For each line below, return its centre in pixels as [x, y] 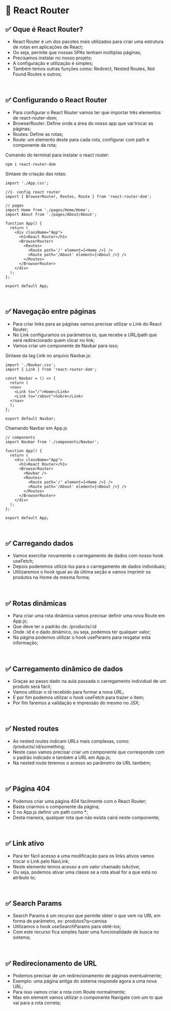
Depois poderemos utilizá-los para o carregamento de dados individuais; [89, 566]
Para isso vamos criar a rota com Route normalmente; [69, 992]
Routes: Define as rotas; [38, 134]
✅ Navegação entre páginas [51, 312]
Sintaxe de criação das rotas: [36, 174]
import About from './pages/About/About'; [51, 214]
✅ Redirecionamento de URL [51, 963]
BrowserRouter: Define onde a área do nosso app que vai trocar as [83, 123]
